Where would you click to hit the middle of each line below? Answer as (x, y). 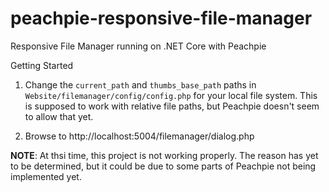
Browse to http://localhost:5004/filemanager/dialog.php (139, 136)
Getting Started (42, 65)
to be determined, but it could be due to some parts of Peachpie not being (163, 166)
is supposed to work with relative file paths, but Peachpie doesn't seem (172, 106)
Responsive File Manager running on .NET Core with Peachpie (138, 46)
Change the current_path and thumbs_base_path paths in (140, 84)
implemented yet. (46, 176)
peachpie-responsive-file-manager (161, 18)
